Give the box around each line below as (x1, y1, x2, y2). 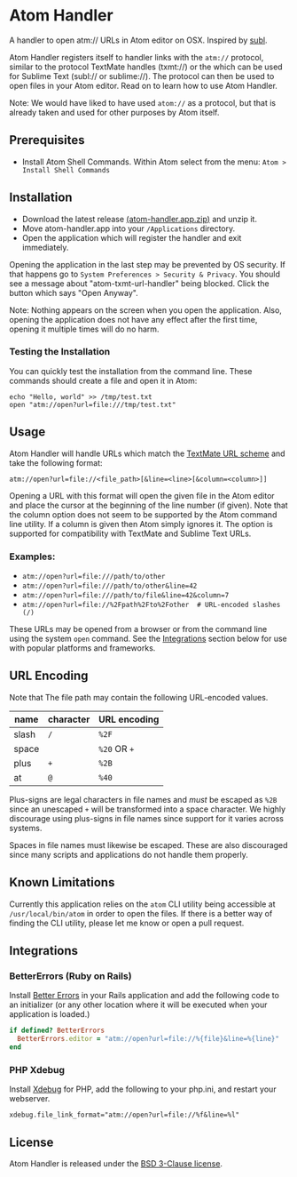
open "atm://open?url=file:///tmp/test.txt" (9, 400, 176, 409)
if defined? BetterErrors (9, 1026, 105, 1036)
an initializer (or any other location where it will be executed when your (9, 999, 268, 1010)
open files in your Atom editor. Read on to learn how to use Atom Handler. (9, 80, 277, 91)
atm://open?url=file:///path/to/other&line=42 (21, 581, 198, 590)
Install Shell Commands (21, 165, 111, 174)
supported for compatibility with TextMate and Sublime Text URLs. (9, 528, 252, 539)
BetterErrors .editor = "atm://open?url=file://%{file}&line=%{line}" (17, 1035, 279, 1044)
